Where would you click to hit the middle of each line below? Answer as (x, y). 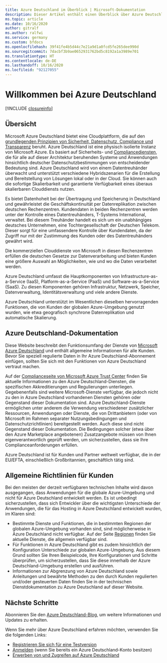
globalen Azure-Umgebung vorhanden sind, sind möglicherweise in (82, 529)
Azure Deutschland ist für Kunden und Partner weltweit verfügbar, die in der (83, 454)
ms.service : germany (27, 38)
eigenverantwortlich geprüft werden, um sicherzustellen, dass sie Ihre (77, 439)
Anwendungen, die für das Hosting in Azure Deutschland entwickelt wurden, (83, 509)
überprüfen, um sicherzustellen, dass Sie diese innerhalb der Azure (81, 560)
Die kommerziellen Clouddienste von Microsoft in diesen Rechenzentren (79, 251)
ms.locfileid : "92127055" (32, 70)
